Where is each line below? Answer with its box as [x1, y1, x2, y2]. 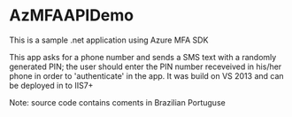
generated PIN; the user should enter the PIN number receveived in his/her [9, 61, 282, 72]
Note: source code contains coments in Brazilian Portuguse [9, 97, 226, 107]
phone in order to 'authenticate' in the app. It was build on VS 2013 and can [9, 70, 285, 81]
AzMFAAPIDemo [9, 5, 134, 26]
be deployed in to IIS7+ [9, 80, 94, 90]
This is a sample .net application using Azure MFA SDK [9, 35, 209, 45]
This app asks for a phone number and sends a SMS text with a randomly [9, 51, 277, 62]
